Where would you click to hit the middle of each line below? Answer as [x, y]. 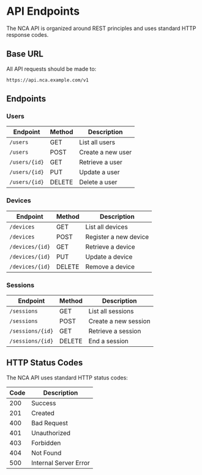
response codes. [28, 34]
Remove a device [110, 267]
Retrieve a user [101, 162]
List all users [97, 142]
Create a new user [106, 153]
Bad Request [50, 423]
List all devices [107, 227]
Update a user [99, 172]
